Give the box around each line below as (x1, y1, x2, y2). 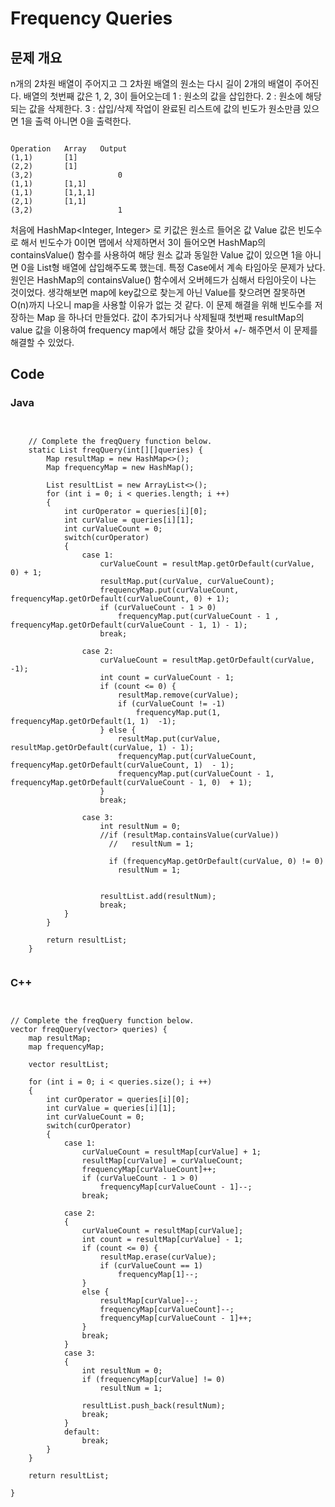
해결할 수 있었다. (10, 337, 75, 348)
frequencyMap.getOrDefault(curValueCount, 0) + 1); (10, 593, 230, 604)
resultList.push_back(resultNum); (81, 1400, 226, 1411)
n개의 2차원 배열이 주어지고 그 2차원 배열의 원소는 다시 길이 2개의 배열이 (10, 78, 293, 89)
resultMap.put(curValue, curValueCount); (99, 576, 275, 586)
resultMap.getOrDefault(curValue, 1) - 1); (10, 742, 195, 752)
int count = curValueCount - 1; (99, 672, 235, 682)
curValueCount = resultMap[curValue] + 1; (81, 1147, 262, 1157)
